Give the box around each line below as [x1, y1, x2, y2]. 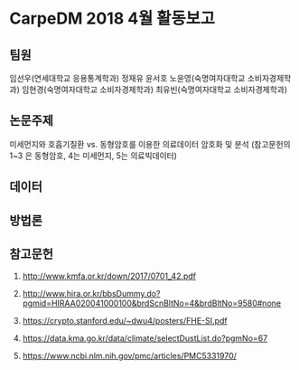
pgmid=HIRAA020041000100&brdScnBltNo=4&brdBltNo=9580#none [22, 298, 282, 308]
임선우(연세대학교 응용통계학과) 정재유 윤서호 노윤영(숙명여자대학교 [9, 73, 246, 83]
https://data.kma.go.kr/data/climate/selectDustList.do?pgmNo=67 [22, 333, 268, 344]
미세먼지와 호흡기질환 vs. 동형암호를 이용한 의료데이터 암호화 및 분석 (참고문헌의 [9, 138, 291, 149]
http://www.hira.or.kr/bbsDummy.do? [22, 289, 161, 299]
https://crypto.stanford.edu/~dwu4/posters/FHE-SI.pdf [22, 316, 228, 327]
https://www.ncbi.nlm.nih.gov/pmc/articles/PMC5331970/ [22, 350, 238, 362]
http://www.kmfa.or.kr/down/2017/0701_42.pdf [22, 270, 197, 281]
